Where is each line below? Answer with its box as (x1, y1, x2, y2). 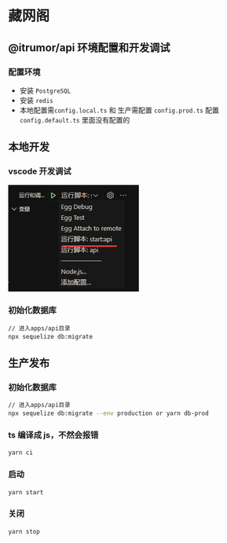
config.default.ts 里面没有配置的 (19, 115, 130, 124)
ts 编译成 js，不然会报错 (8, 429, 99, 440)
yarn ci (8, 449, 34, 457)
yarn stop (8, 527, 41, 535)
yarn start (8, 488, 44, 496)
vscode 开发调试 (8, 166, 71, 177)
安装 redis (19, 95, 53, 105)
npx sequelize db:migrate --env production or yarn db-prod (8, 409, 210, 417)
